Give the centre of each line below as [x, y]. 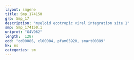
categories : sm [20, 50]
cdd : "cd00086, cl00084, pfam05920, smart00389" [55, 41]
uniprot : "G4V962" [24, 32]
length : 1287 [19, 37]
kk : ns [12, 45]
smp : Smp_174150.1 [24, 28]
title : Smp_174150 [24, 14]
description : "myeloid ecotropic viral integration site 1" [67, 23]
